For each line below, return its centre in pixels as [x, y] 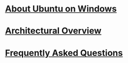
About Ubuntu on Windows [61, 9]
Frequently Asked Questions [64, 53]
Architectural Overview [53, 31]
